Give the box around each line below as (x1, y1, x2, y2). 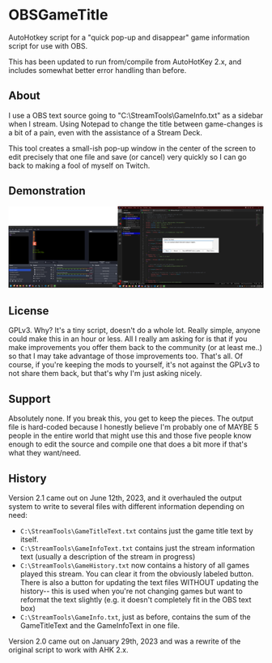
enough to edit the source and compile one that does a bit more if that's (8, 439, 249, 449)
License (8, 304, 49, 318)
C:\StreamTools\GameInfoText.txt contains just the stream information (19, 543, 255, 553)
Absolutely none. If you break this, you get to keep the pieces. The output (8, 413, 253, 423)
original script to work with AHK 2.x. (8, 644, 129, 654)
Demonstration (8, 184, 87, 198)
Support (8, 391, 51, 406)
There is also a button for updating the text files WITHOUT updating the (19, 577, 259, 587)
